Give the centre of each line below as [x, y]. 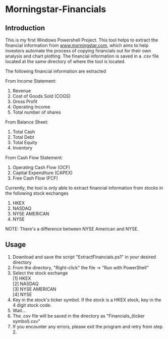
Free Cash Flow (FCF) [35, 178]
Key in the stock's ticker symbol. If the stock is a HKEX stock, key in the [87, 300]
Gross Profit [25, 101]
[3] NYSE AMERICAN [34, 289]
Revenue [22, 91]
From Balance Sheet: [27, 122]
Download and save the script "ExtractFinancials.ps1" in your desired [84, 257]
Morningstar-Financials [56, 9]
